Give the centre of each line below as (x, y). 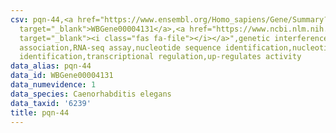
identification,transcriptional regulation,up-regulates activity (160, 57)
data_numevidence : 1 (53, 85)
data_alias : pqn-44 (51, 66)
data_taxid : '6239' (51, 103)
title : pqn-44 (40, 112)
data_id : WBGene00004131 (62, 76)
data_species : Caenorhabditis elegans (91, 94)
